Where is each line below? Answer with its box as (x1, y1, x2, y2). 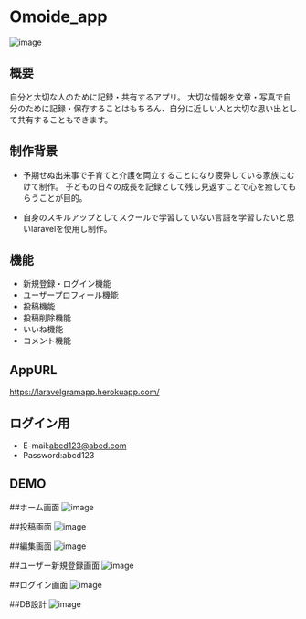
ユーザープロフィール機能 (22, 289, 119, 300)
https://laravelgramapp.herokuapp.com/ (9, 386, 160, 398)
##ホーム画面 (9, 501, 60, 512)
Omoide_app (9, 6, 108, 27)
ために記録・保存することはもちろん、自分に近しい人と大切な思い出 (25, 102, 281, 113)
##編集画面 (9, 540, 52, 551)
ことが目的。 (38, 192, 88, 203)
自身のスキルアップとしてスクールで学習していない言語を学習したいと (22, 212, 287, 223)
